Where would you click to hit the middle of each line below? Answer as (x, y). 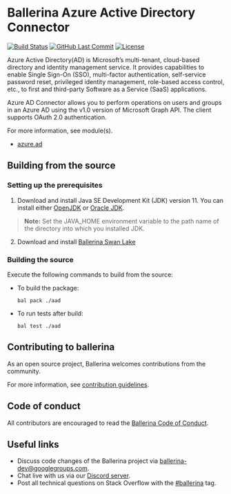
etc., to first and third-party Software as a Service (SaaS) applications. (107, 89)
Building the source (40, 259)
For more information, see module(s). (60, 130)
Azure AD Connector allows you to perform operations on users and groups (114, 102)
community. (24, 371)
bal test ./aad (39, 326)
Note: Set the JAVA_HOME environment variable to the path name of (121, 221)
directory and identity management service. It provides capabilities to (106, 67)
